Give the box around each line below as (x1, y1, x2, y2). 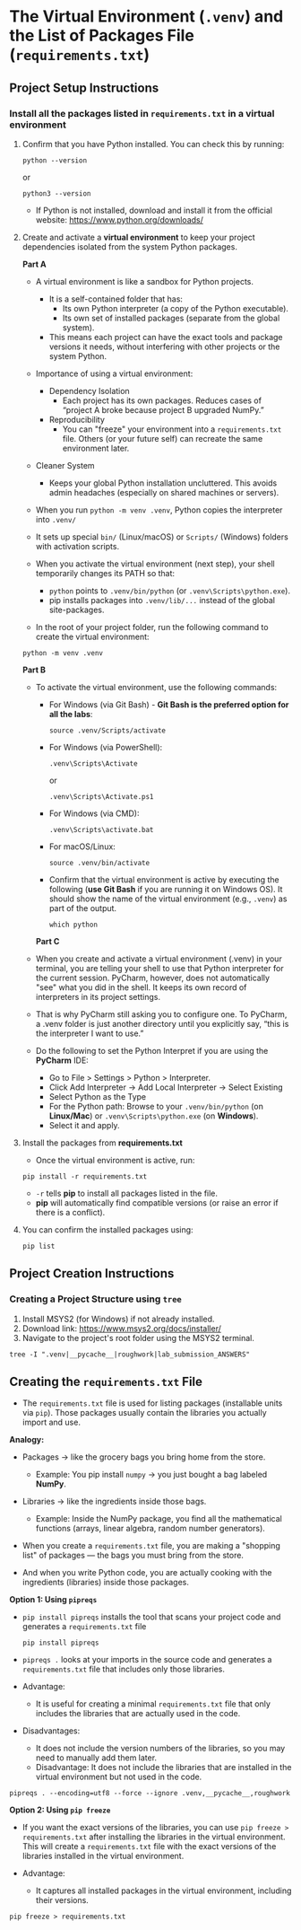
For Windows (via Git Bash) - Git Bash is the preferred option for (48, 698, 289, 710)
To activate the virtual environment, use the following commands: (35, 681, 278, 692)
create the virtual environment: (35, 631, 150, 642)
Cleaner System (35, 460, 96, 470)
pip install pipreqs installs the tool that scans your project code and (21, 1611, 281, 1622)
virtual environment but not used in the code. (35, 1771, 202, 1783)
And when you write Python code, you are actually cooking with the (21, 1567, 272, 1578)
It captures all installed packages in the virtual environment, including (35, 1885, 292, 1896)
